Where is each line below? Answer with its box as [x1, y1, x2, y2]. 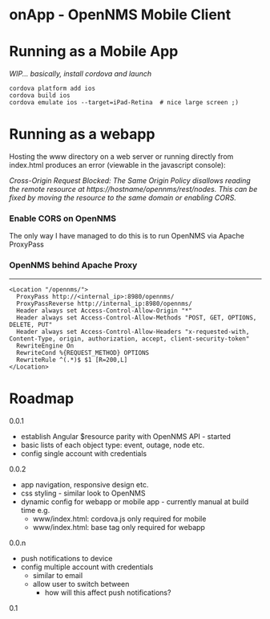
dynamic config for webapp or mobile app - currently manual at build [20, 496, 249, 507]
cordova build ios [9, 92, 71, 100]
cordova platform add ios [9, 84, 95, 93]
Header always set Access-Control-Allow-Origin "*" [16, 307, 193, 315]
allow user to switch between [32, 579, 130, 588]
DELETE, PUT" [9, 320, 53, 328]
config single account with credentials [20, 448, 147, 458]
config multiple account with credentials [20, 562, 154, 572]
